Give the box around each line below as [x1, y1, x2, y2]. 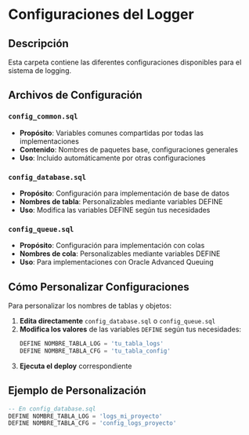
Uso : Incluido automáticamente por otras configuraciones [19, 153, 206, 163]
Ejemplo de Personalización [8, 384, 146, 397]
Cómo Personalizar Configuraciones [8, 280, 189, 294]
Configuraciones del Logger [8, 5, 194, 24]
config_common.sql [8, 112, 78, 121]
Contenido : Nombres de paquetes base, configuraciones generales [19, 144, 239, 154]
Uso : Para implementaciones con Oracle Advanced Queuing [19, 258, 214, 267]
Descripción [8, 37, 69, 50]
